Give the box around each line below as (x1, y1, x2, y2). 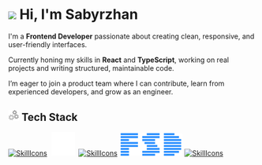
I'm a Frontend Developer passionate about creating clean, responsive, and (8, 31, 255, 41)
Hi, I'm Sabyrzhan (19, 5, 138, 24)
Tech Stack (21, 111, 78, 124)
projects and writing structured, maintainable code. (8, 63, 175, 72)
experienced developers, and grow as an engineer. (8, 86, 174, 96)
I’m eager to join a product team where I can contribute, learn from (8, 79, 225, 88)
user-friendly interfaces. (8, 39, 88, 49)
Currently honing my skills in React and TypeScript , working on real (8, 55, 230, 64)
